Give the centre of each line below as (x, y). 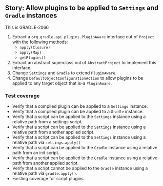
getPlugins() (33, 58)
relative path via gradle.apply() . (45, 173)
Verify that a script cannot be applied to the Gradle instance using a (80, 168)
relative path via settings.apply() (46, 142)
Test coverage (22, 96)
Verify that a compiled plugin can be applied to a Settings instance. (80, 106)
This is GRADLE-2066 (27, 27)
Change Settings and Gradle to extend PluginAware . (64, 73)
